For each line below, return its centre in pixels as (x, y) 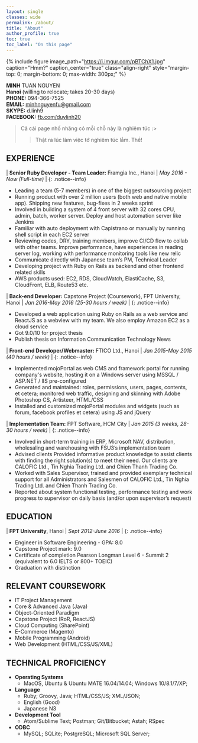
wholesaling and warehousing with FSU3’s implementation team (92, 448)
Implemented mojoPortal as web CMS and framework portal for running (102, 368)
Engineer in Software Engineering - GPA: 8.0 (69, 542)
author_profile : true (33, 34)
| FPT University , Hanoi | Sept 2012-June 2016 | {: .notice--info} (84, 531)
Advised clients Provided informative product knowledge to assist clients (103, 454)
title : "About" (25, 28)
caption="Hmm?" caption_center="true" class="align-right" (79, 67)
